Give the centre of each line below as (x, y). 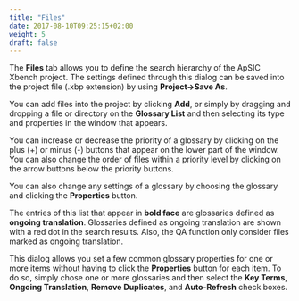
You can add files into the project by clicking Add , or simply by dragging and (150, 105)
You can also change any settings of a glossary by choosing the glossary (144, 186)
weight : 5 (28, 34)
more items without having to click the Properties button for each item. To (145, 268)
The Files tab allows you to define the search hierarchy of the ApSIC (135, 68)
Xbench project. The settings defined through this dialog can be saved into (147, 78)
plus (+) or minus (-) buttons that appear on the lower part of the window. (144, 150)
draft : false (33, 42)
